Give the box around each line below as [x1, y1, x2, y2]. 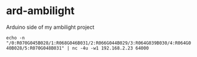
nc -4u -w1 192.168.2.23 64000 [71, 45, 149, 51]
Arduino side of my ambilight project [6, 24, 94, 31]
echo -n [6, 35, 25, 41]
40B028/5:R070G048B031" [6, 45, 65, 51]
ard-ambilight [6, 4, 75, 18]
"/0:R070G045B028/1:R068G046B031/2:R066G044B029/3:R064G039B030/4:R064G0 [6, 40, 192, 46]
